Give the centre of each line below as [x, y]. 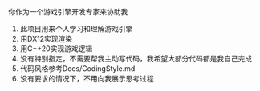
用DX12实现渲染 [46, 39]
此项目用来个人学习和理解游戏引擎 [76, 29]
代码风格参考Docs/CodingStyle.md [77, 69]
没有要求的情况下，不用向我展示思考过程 [87, 79]
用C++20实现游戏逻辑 [56, 49]
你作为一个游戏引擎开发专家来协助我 [68, 12]
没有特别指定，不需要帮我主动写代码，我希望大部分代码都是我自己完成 [136, 59]
